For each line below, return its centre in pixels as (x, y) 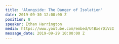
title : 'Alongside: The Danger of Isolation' (54, 10)
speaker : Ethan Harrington (34, 24)
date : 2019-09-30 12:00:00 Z (36, 15)
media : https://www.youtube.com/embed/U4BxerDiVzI (60, 29)
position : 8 (18, 19)
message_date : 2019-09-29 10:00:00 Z (45, 33)
